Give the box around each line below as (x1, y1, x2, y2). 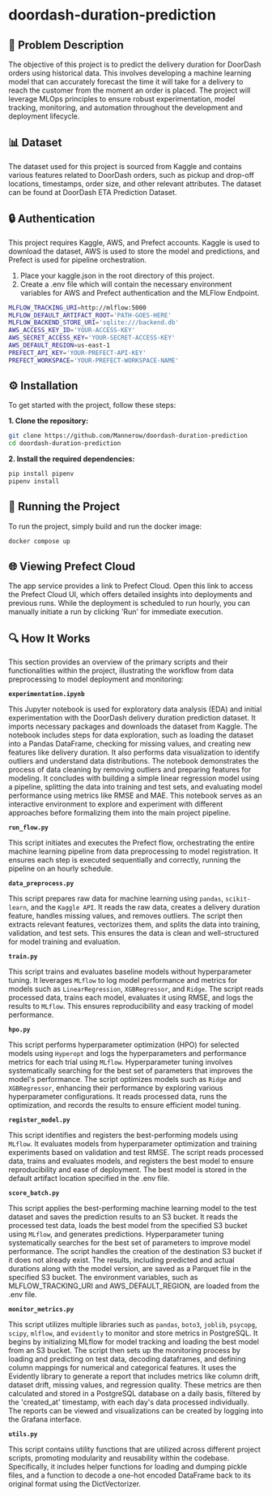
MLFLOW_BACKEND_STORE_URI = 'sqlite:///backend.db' (8, 318, 180, 327)
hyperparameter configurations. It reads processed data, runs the (8, 1092, 227, 1101)
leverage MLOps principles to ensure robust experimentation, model (8, 94, 236, 103)
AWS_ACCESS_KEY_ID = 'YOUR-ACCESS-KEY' (8, 327, 136, 335)
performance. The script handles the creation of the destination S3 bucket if (8, 1247, 262, 1257)
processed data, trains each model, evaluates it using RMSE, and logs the (8, 993, 253, 1002)
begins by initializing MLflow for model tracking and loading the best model (8, 1337, 259, 1347)
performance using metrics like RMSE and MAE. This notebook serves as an (8, 790, 262, 801)
